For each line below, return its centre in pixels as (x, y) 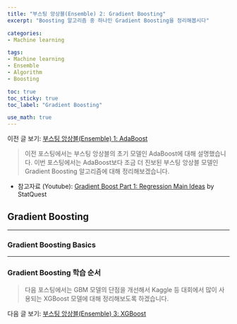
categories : (25, 33)
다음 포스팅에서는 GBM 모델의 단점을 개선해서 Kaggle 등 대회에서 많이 (121, 289)
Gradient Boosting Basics (52, 245)
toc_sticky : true (33, 98)
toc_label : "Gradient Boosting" (55, 105)
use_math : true (30, 117)
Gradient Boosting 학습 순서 (54, 273)
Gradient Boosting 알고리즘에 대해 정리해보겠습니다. (97, 171)
